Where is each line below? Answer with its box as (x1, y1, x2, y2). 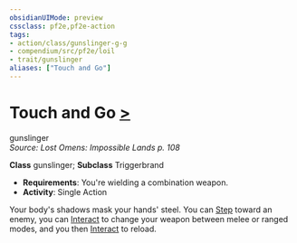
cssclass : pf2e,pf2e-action (9, 22, 116, 31)
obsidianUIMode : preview (9, 13, 103, 23)
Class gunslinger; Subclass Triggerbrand (9, 159, 165, 170)
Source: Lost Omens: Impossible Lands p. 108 (9, 142, 181, 153)
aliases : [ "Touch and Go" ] (9, 64, 111, 73)
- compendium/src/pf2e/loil (9, 47, 116, 56)
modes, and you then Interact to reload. (9, 223, 157, 234)
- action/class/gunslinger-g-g (9, 38, 128, 48)
